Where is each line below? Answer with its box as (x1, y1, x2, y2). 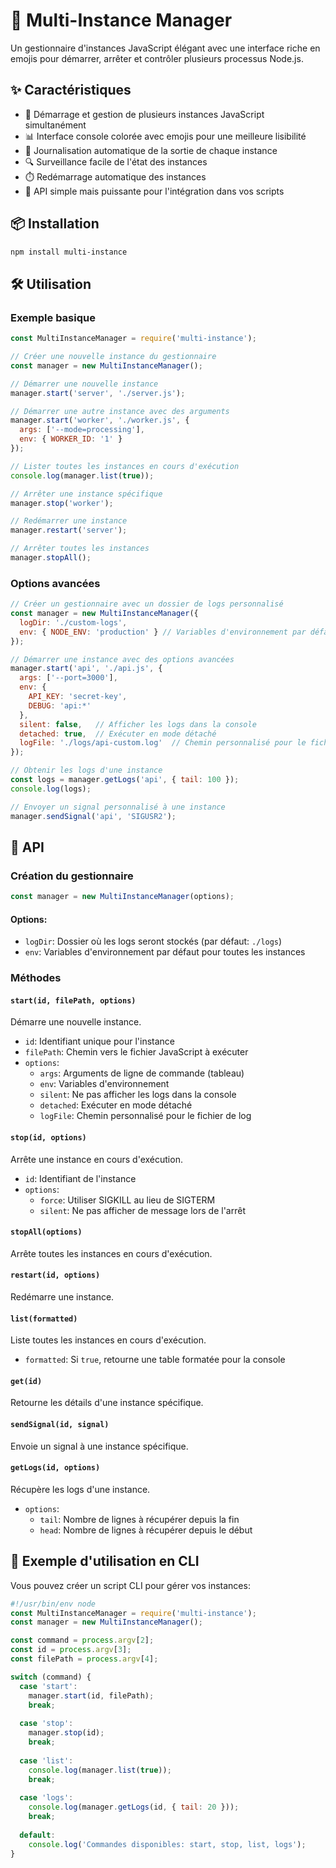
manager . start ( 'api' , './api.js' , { (10, 664, 163, 674)
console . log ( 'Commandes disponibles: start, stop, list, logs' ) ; (28, 1839, 307, 1849)
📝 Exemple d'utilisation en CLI (10, 1553, 200, 1570)
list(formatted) (10, 1314, 78, 1324)
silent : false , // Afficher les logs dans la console (19, 719, 257, 729)
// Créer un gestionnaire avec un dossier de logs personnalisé (10, 599, 284, 609)
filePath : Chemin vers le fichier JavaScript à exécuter (24, 1046, 249, 1058)
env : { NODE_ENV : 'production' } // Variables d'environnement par (19, 627, 307, 637)
